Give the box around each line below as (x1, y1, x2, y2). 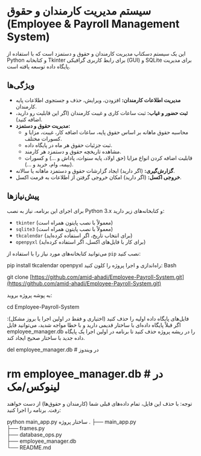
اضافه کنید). (15, 116, 43, 123)
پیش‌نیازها (7, 191, 40, 201)
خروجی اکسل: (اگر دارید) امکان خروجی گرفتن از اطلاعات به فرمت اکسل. (15, 174, 182, 181)
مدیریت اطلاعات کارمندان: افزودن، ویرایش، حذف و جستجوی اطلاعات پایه (15, 96, 181, 103)
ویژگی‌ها (7, 80, 35, 91)
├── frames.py (7, 425, 45, 432)
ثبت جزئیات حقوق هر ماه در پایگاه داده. (24, 141, 113, 149)
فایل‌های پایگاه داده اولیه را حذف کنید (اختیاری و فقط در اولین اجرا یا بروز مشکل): (7, 314, 190, 322)
